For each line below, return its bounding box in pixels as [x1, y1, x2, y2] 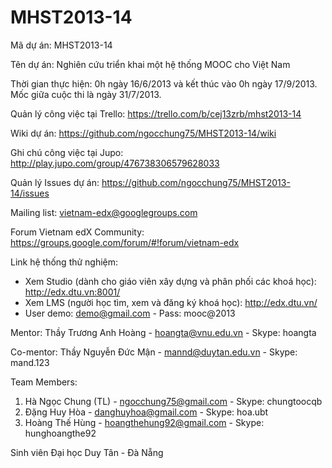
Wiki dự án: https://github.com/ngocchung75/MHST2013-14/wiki [10, 127, 277, 139]
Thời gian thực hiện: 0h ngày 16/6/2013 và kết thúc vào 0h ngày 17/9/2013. [10, 77, 318, 90]
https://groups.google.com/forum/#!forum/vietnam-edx [10, 236, 240, 248]
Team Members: [10, 376, 78, 388]
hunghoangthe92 [24, 427, 97, 439]
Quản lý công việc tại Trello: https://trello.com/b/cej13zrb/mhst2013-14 [10, 107, 302, 120]
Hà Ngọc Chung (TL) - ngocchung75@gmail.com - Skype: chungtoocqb [24, 395, 323, 407]
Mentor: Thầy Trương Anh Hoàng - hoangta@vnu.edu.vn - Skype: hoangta [10, 326, 317, 338]
